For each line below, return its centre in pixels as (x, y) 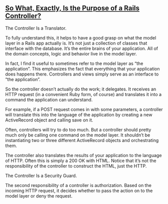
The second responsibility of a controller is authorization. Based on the (78, 185)
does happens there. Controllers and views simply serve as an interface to (82, 74)
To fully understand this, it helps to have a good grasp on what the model (81, 37)
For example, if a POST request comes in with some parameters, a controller (84, 109)
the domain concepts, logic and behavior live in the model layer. (71, 53)
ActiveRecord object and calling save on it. (49, 120)
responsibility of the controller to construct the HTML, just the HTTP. (76, 166)
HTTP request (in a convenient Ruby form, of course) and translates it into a (83, 94)
